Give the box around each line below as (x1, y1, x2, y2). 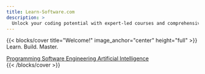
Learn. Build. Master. (6, 43, 59, 50)
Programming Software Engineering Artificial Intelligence (6, 55, 149, 62)
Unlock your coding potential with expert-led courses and (12, 20, 165, 26)
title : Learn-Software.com (6, 8, 75, 15)
